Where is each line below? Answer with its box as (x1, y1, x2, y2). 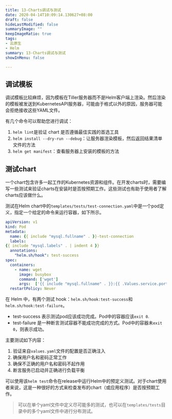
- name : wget (14, 267, 42, 272)
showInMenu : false (5, 55, 45, 60)
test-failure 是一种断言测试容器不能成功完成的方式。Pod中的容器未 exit (12, 320, 163, 326)
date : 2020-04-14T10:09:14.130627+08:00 (5, 12, 93, 17)
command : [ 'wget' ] (18, 277, 58, 282)
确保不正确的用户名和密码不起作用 (12, 361, 85, 367)
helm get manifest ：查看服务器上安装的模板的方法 (12, 148, 119, 154)
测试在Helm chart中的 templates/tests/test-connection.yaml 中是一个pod (5, 203, 160, 209)
